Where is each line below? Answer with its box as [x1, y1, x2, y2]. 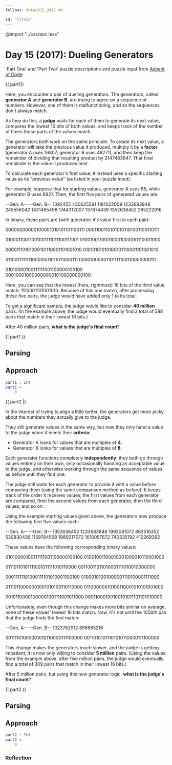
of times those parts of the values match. [5, 129, 92, 135]
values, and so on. [5, 503, 44, 509]
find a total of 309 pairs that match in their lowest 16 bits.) [5, 661, 127, 667]
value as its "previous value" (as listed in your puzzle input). [5, 176, 132, 182]
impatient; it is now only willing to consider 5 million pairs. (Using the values [5, 650, 166, 656]
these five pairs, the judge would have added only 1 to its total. [5, 293, 137, 299]
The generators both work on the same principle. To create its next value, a [5, 138, 164, 145]
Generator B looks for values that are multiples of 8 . [12, 445, 122, 451]
